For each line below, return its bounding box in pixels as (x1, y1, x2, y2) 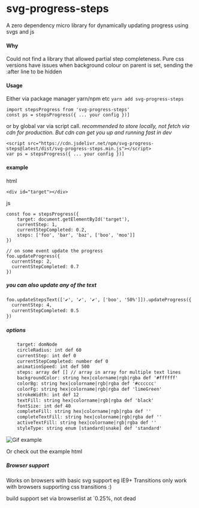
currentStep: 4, (11, 302, 52, 308)
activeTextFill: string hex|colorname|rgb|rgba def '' (17, 420, 157, 426)
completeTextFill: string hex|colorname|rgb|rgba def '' (17, 414, 162, 420)
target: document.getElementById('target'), (17, 216, 130, 222)
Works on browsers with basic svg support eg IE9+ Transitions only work (6, 477, 187, 484)
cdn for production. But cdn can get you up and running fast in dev (6, 129, 172, 136)
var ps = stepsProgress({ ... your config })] (6, 151, 125, 158)
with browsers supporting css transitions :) (6, 483, 112, 490)
